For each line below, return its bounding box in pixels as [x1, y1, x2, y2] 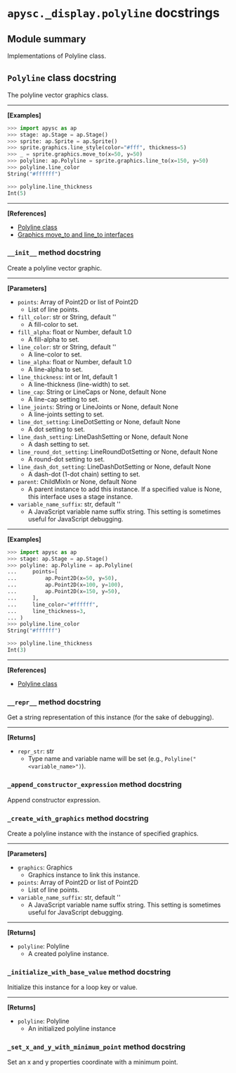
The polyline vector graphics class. [7, 90, 109, 99]
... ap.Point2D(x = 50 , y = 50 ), [7, 575, 118, 582]
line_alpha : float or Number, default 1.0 [17, 357, 132, 366]
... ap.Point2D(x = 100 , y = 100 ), [7, 581, 124, 589]
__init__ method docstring [7, 248, 101, 258]
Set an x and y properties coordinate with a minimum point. [7, 1058, 178, 1067]
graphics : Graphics [17, 863, 73, 872]
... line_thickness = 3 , [7, 607, 86, 614]
